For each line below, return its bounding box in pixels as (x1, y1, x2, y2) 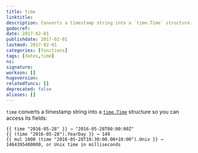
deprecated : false (6, 86, 52, 92)
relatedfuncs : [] (6, 81, 49, 87)
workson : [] (6, 70, 36, 76)
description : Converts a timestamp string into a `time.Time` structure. (6, 20, 193, 26)
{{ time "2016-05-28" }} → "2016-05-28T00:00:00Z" (6, 126, 134, 132)
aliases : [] (6, 92, 36, 98)
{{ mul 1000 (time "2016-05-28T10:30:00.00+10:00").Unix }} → (6, 136, 164, 142)
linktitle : (6, 14, 33, 20)
